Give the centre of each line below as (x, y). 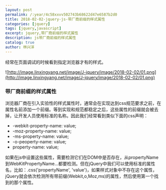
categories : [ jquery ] (28, 24)
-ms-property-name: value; (40, 136)
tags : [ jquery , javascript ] (33, 29)
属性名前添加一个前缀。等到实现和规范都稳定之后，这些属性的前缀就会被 (79, 109)
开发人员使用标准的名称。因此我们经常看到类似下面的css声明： (83, 115)
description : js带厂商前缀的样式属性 (41, 38)
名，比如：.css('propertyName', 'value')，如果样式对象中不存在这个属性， (81, 170)
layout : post (19, 10)
